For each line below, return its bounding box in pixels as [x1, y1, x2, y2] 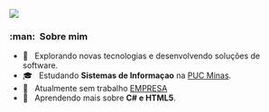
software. [22, 60, 59, 71]
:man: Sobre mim [9, 30, 88, 42]
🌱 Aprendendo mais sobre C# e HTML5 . [22, 92, 176, 103]
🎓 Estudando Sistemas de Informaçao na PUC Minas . [22, 70, 232, 81]
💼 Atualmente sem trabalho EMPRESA [22, 83, 168, 94]
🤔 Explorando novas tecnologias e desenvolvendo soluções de [22, 50, 261, 62]
